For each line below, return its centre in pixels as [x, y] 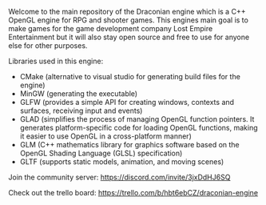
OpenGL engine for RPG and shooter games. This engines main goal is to [129, 20]
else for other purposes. [48, 46]
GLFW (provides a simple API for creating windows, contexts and [127, 102]
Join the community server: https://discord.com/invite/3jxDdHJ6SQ [119, 177]
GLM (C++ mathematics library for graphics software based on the [129, 145]
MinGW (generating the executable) [79, 94]
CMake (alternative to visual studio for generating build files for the [130, 76]
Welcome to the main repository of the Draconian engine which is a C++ [127, 12]
